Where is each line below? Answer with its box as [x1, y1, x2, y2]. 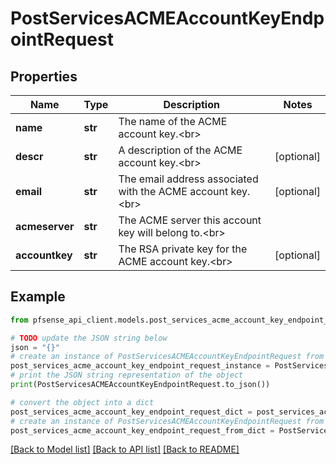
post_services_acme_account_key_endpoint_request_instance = [10, 361, 271, 371]
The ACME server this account [118, 213, 262, 227]
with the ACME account [118, 185, 229, 198]
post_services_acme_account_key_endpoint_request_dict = [10, 407, 253, 417]
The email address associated [118, 172, 259, 186]
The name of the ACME [118, 115, 228, 128]
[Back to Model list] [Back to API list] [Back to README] [10, 443, 240, 456]
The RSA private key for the [118, 242, 248, 256]
